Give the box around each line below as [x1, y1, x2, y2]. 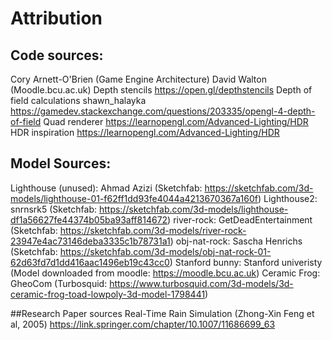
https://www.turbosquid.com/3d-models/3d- [109, 277, 294, 289]
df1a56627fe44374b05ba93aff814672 [10, 213, 168, 226]
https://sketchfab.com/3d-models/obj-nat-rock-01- [59, 245, 272, 257]
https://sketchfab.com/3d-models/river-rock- [59, 224, 247, 236]
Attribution [10, 7, 103, 30]
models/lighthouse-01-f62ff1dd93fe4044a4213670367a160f [10, 192, 258, 204]
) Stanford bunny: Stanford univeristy [169, 256, 323, 268]
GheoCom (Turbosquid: [10, 277, 108, 289]
